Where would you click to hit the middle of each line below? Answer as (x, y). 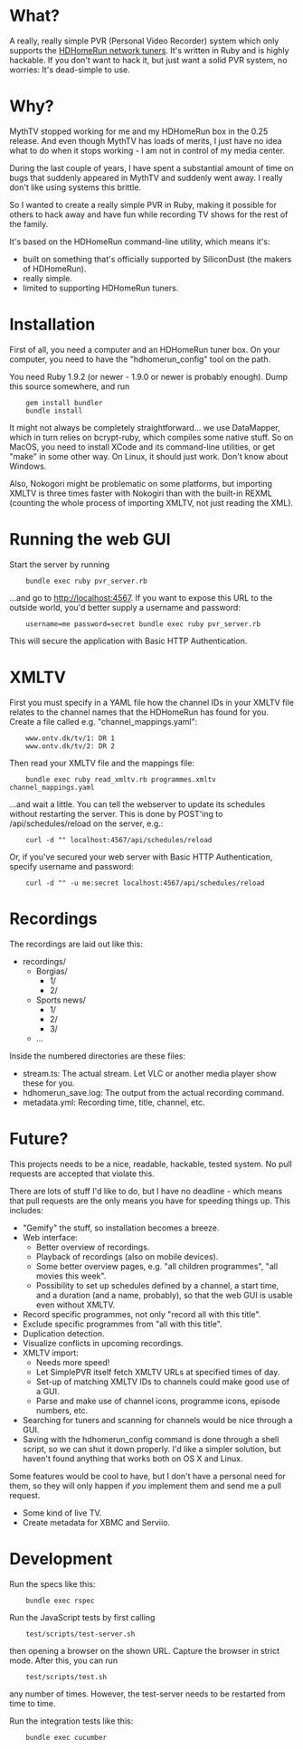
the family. (29, 223)
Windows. (28, 466)
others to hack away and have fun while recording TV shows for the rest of (149, 214)
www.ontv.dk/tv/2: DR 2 (71, 746)
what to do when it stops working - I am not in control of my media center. (147, 150)
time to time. (33, 1703)
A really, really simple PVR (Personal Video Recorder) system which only (144, 41)
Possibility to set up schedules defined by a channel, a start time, (157, 1285)
